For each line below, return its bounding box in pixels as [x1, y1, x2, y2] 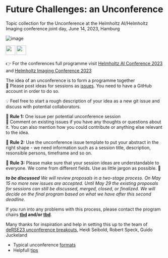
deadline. [6, 196, 25, 202]
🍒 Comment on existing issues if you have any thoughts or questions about [6, 119, 161, 125]
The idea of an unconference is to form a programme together [6, 77, 135, 83]
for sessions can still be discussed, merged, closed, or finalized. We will [6, 185, 155, 191]
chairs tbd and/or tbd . [6, 211, 52, 218]
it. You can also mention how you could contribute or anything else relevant [6, 124, 163, 130]
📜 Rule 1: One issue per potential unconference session [6, 113, 121, 119]
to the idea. [6, 129, 29, 135]
